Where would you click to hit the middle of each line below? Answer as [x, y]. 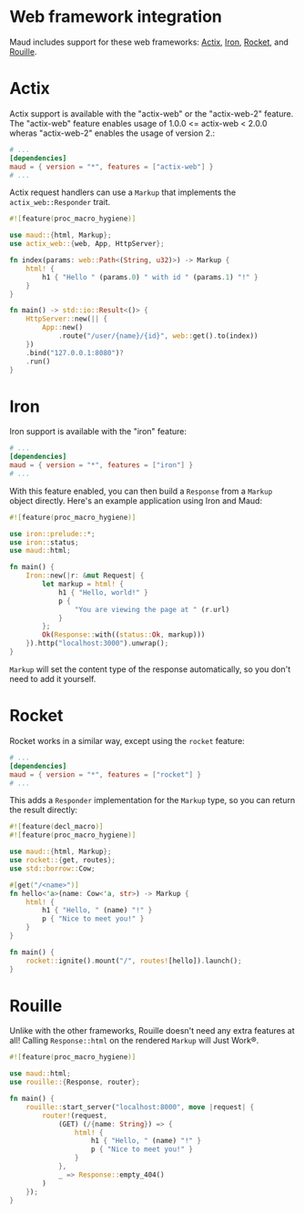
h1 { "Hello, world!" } [103, 592]
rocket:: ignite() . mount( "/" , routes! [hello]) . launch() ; [134, 961]
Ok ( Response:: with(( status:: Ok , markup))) [124, 635]
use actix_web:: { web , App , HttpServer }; [87, 244]
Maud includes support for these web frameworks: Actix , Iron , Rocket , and [149, 42]
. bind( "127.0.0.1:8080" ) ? [75, 352]
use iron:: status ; [44, 542]
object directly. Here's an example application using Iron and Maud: [136, 500]
